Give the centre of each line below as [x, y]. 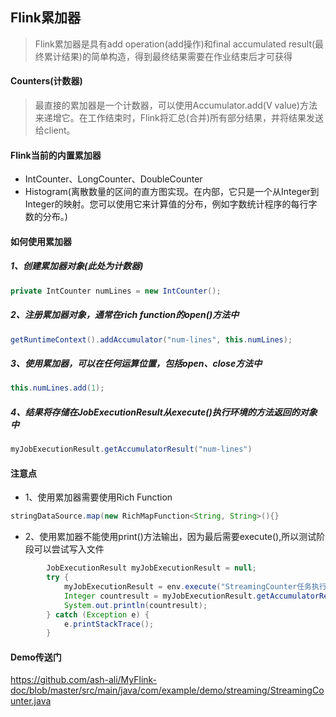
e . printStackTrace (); [109, 624]
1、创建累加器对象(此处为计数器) [77, 266]
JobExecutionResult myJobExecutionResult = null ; [151, 568]
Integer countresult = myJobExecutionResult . [160, 596]
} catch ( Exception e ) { [98, 614]
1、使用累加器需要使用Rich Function [98, 497]
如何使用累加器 [41, 241]
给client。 [55, 130]
